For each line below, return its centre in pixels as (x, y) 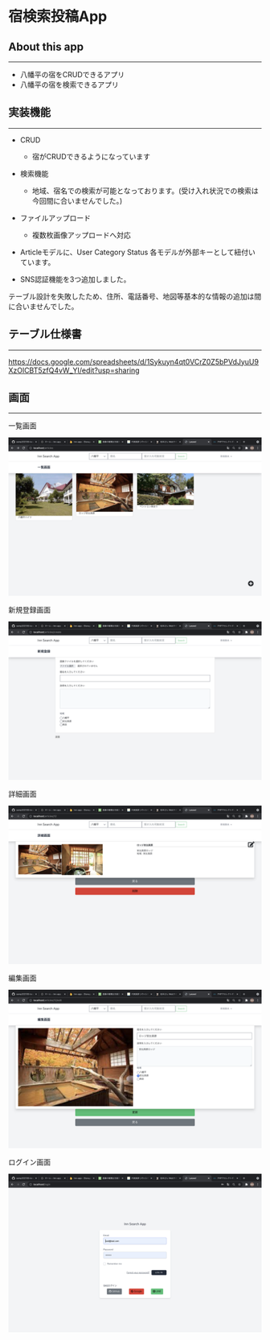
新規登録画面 (29, 610)
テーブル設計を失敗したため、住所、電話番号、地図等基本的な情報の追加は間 (135, 296)
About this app (46, 46)
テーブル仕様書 (45, 334)
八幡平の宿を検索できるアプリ (69, 85)
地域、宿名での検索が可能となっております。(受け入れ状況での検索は (145, 191)
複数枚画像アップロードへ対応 (81, 235)
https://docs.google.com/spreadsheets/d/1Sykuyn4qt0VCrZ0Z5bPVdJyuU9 (134, 361)
